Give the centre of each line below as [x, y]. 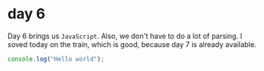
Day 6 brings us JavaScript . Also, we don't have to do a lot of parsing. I [125, 36]
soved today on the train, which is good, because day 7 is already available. [132, 44]
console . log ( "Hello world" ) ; [56, 59]
